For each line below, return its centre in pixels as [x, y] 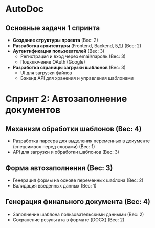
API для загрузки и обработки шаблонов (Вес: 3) [66, 152]
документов [33, 110]
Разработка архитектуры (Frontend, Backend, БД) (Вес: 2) [77, 46]
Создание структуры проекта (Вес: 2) [55, 40]
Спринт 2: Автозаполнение [66, 99]
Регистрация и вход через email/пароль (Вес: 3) [73, 56]
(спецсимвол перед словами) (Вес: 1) [54, 146]
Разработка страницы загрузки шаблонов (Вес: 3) [69, 67]
